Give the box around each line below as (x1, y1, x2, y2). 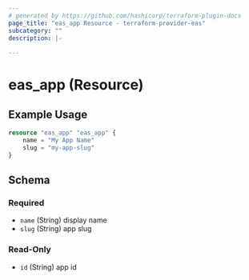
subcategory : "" (8, 26, 62, 34)
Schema (8, 174, 50, 187)
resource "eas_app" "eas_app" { (8, 129, 116, 137)
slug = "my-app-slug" (22, 143, 94, 152)
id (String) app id (19, 262, 78, 272)
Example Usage (8, 107, 88, 121)
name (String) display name (19, 215, 108, 225)
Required (8, 197, 45, 208)
